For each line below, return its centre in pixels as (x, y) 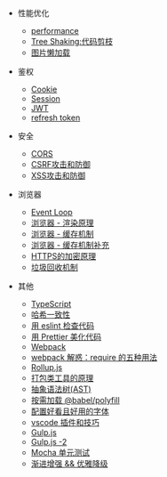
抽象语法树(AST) (61, 389)
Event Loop (52, 212)
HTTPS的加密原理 (63, 256)
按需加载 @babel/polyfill (75, 400)
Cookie (44, 89)
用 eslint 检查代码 (63, 326)
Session (45, 99)
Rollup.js (47, 367)
